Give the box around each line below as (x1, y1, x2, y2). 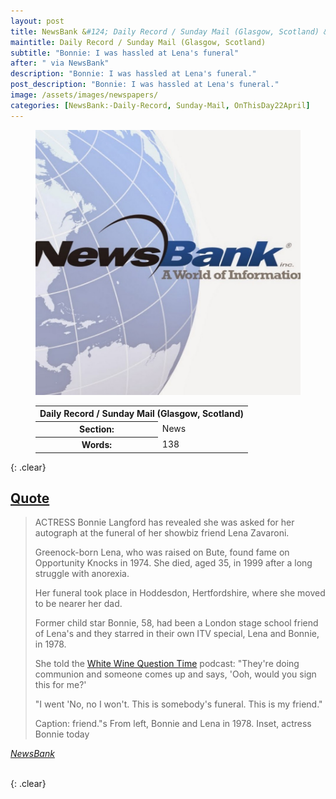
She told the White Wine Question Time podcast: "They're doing (34, 658, 300, 670)
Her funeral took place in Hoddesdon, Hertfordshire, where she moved (34, 587, 326, 599)
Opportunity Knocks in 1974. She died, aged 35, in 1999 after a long (34, 557, 313, 569)
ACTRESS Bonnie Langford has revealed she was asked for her (34, 516, 295, 529)
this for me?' (34, 679, 87, 691)
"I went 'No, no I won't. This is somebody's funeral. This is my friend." (34, 698, 323, 710)
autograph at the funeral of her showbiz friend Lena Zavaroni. (34, 527, 290, 539)
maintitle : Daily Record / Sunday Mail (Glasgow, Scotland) (10, 37, 267, 47)
